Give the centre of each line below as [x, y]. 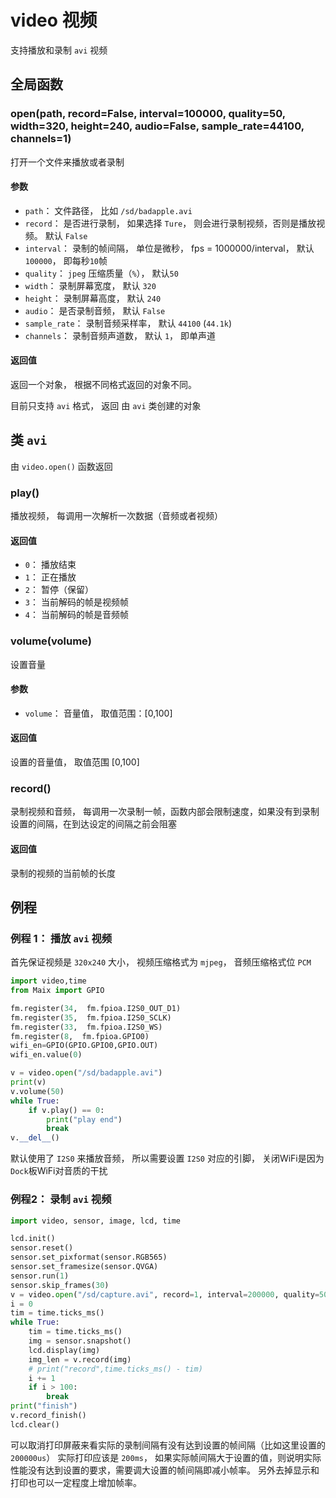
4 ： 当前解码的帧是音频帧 [76, 615]
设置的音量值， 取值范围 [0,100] [75, 762]
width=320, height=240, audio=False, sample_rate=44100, [157, 126]
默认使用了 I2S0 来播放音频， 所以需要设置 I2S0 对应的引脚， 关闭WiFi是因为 [167, 1158]
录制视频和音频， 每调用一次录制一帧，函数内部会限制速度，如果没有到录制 [165, 812]
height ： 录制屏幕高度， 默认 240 [93, 298]
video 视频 [54, 20]
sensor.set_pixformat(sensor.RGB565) [89, 1257]
